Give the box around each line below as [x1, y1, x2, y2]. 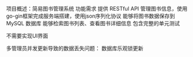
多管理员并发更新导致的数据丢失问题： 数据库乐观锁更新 [6, 45, 144, 52]
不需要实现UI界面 [6, 32, 49, 39]
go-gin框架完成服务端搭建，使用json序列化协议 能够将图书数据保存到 [6, 12, 176, 19]
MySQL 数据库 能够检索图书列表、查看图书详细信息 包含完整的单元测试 [6, 20, 180, 26]
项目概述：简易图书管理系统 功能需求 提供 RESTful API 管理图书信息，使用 [6, 5, 188, 12]
